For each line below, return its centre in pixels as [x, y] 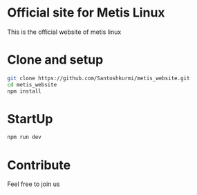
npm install [24, 91]
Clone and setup [55, 60]
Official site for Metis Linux [86, 13]
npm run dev [24, 137]
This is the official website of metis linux [64, 32]
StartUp [30, 119]
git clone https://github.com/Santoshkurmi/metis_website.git [98, 78]
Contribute [39, 165]
